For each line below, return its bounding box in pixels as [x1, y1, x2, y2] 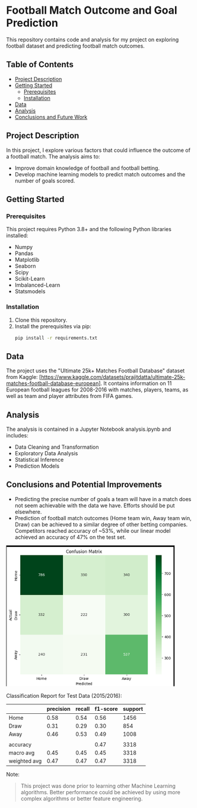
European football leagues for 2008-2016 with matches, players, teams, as [6, 386, 189, 393]
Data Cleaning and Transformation [14, 443, 99, 450]
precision [46, 706, 71, 713]
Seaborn [14, 263, 36, 270]
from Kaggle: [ [6, 374, 42, 381]
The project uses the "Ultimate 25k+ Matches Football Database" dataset [6, 367, 185, 374]
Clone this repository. [14, 316, 68, 324]
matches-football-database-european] [6, 380, 101, 387]
